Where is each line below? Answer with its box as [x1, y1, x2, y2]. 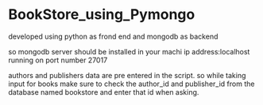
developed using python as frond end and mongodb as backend [8, 32, 219, 41]
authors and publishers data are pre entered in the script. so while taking [8, 70, 246, 80]
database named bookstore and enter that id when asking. [8, 87, 199, 96]
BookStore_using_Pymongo [8, 6, 195, 24]
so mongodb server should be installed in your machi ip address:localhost [8, 47, 250, 56]
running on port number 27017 [8, 55, 108, 65]
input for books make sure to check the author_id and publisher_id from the [8, 79, 255, 88]
